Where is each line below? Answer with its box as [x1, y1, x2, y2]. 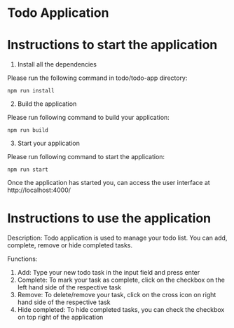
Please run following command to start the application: [7, 153, 165, 161]
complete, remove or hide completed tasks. [7, 241, 133, 250]
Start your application [17, 139, 81, 148]
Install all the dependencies [17, 60, 97, 69]
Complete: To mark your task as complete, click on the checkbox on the [17, 275, 226, 285]
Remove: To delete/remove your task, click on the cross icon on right [17, 291, 216, 299]
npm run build [7, 127, 49, 134]
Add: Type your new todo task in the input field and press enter [17, 268, 200, 277]
